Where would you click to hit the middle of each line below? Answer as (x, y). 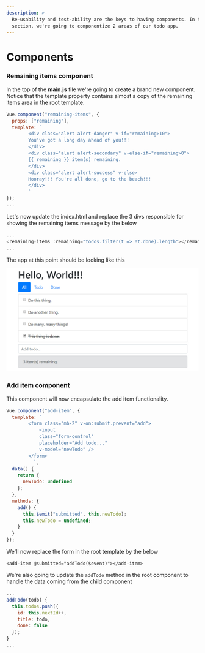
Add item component (38, 385)
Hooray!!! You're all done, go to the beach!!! (90, 179)
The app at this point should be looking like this (66, 260)
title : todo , (34, 619)
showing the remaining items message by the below (72, 223)
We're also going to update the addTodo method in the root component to (97, 575)
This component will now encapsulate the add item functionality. (87, 399)
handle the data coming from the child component (69, 581)
